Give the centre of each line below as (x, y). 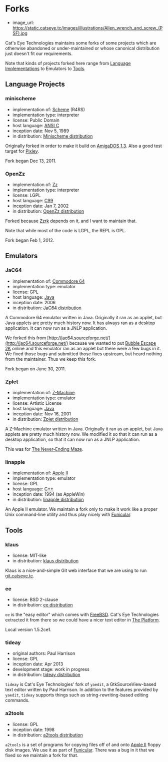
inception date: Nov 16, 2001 (42, 414)
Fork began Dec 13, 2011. (31, 161)
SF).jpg (20, 33)
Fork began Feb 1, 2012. (30, 240)
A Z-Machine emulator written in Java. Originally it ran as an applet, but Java (84, 429)
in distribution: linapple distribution (48, 500)
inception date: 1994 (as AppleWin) (48, 494)
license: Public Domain (36, 120)
